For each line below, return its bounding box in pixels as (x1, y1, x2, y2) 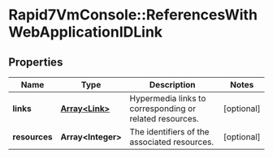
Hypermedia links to (129, 93, 206, 104)
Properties (8, 55, 63, 69)
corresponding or (129, 103, 197, 114)
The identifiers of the (129, 126, 210, 137)
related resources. (129, 113, 199, 124)
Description (149, 79, 196, 90)
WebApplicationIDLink (8, 23, 163, 41)
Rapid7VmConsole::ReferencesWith (8, 6, 258, 24)
